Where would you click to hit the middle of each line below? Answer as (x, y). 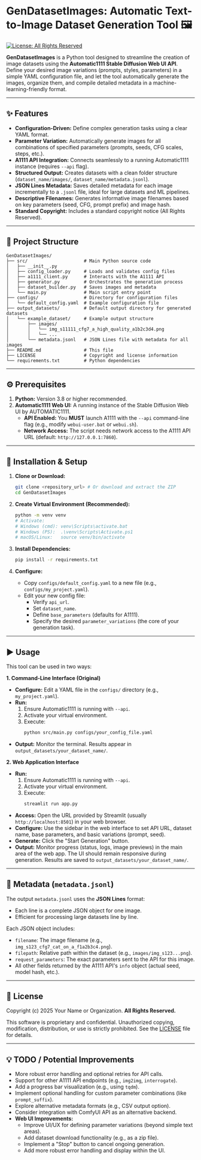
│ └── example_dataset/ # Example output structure (80, 318)
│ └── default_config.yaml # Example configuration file (83, 303)
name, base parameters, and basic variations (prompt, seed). (90, 834)
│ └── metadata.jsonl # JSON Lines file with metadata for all (97, 339)
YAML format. (32, 134)
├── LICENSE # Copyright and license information (92, 355)
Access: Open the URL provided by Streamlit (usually (81, 815)
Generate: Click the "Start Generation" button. (72, 840)
